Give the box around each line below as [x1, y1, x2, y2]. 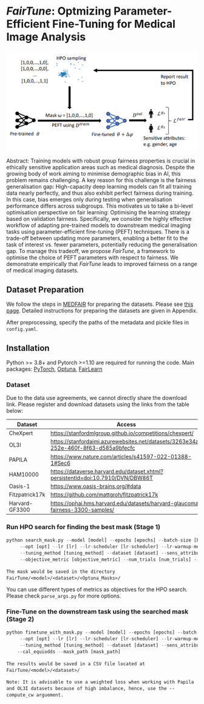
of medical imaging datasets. [6, 267, 79, 274]
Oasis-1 [8, 482, 30, 490]
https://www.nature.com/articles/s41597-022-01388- [50, 453, 192, 460]
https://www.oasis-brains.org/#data [50, 482, 141, 490]
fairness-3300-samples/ [50, 506, 114, 513]
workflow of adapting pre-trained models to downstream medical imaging [6, 222, 191, 229]
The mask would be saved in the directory [6, 569, 115, 575]
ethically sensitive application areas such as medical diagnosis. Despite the [6, 164, 195, 171]
